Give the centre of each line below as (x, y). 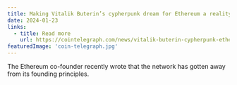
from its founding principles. (48, 74)
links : (17, 27)
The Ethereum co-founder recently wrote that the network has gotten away (116, 66)
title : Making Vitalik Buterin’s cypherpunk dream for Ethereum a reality (120, 14)
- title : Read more (42, 33)
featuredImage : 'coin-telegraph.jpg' (63, 46)
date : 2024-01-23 (33, 20)
